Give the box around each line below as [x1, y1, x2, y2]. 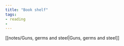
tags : [5, 12, 17, 17]
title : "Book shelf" [5, 7, 49, 12]
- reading [5, 16, 26, 21]
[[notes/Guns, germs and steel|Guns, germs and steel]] [5, 35, 119, 41]
